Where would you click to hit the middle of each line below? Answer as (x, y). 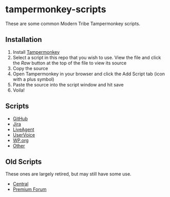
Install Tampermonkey (36, 52)
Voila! (18, 90)
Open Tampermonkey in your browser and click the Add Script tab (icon (89, 74)
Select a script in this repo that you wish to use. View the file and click (87, 57)
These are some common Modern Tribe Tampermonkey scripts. (73, 24)
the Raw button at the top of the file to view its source (70, 63)
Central (21, 184)
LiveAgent (23, 129)
